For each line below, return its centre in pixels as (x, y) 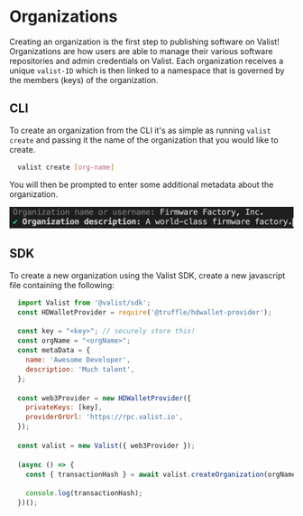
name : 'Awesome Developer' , (78, 360)
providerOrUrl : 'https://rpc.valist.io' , (104, 417)
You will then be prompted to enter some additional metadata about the (142, 184)
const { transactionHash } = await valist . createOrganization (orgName (161, 474)
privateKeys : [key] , (64, 408)
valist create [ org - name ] (66, 167)
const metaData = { (54, 351)
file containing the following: (62, 285)
